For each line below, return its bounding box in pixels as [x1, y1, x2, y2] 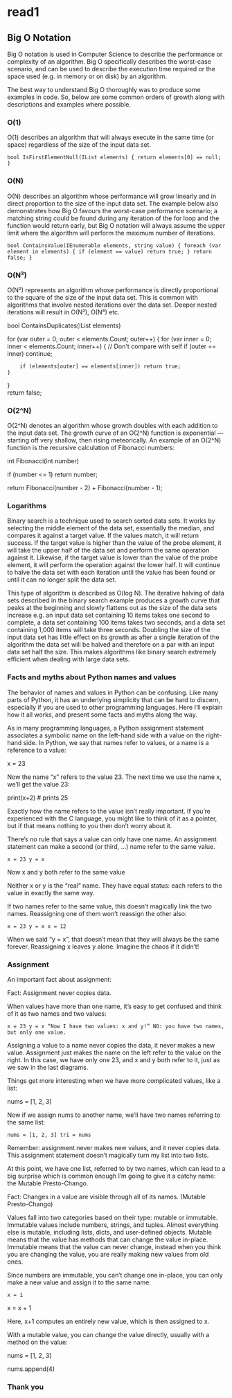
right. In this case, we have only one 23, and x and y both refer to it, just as [7, 1056, 220, 1064]
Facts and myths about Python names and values [7, 672, 177, 682]
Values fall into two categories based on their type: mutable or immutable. [7, 1213, 218, 1222]
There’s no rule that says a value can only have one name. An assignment [7, 835, 217, 843]
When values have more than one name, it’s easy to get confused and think [7, 1002, 222, 1011]
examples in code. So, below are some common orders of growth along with [7, 93, 225, 101]
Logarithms [7, 501, 47, 511]
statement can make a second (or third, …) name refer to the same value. [7, 842, 216, 850]
